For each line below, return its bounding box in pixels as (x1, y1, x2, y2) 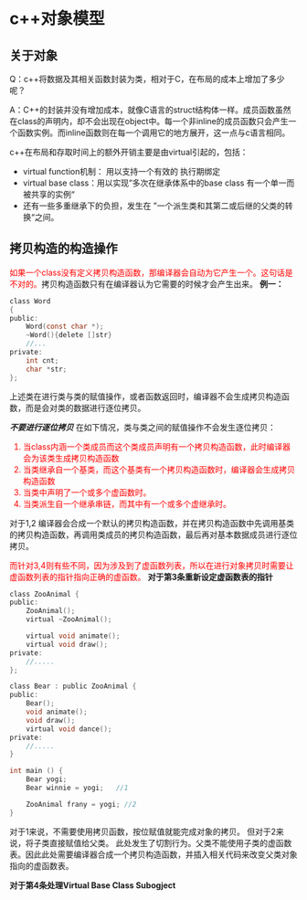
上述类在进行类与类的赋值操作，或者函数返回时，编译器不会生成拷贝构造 (9, 390, 281, 402)
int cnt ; (26, 355, 59, 365)
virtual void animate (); (26, 631, 121, 641)
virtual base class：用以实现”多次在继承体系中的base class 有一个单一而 (22, 177, 295, 188)
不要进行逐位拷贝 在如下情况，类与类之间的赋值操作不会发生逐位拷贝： (9, 421, 276, 432)
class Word (9, 296, 51, 306)
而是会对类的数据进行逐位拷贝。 (25, 402, 146, 413)
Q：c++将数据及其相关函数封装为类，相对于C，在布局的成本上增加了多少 (9, 74, 285, 84)
